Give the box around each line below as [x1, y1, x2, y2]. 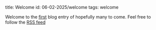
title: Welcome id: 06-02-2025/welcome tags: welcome [5, 4, 119, 10]
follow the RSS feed [5, 19, 46, 25]
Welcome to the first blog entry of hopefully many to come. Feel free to [5, 14, 151, 19]
